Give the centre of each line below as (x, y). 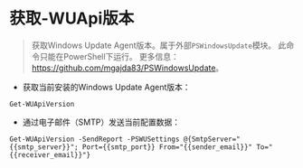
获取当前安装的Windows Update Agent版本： (106, 87)
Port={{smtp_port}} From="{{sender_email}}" (167, 147)
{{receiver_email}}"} (50, 154)
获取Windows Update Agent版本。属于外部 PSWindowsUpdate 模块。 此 (159, 45)
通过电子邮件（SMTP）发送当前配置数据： (101, 122)
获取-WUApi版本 (72, 19)
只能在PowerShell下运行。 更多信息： (109, 56)
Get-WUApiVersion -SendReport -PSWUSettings (95, 139)
